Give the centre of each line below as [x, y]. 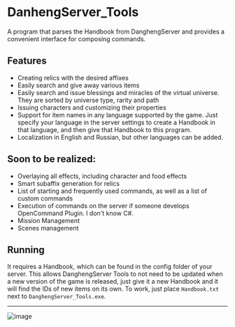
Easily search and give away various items [78, 85]
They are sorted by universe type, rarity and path [88, 100]
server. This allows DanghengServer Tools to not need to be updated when [115, 274]
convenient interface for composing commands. [77, 38]
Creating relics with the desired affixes [73, 78]
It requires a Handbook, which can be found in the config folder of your [110, 267]
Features [27, 61]
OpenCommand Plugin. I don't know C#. [76, 213]
